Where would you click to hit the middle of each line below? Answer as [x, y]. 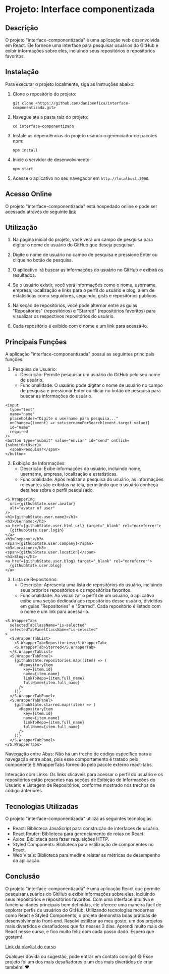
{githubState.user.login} [37, 530]
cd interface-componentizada [43, 126]
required [19, 432]
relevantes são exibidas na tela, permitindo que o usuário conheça [89, 485]
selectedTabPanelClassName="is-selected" [54, 630]
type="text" [22, 410]
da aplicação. [26, 861]
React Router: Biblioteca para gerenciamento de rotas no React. [79, 834]
